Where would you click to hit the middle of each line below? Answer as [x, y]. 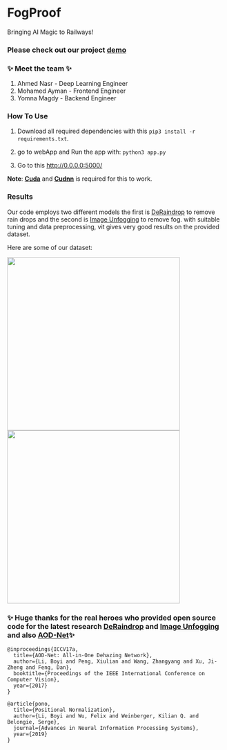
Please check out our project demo [67, 50]
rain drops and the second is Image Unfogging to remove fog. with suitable [113, 219]
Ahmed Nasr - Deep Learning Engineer [72, 84]
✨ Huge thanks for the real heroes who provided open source [111, 618]
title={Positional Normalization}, [65, 710]
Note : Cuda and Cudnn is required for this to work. [80, 179]
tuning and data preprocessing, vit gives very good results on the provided [113, 226]
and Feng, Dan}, [49, 668]
